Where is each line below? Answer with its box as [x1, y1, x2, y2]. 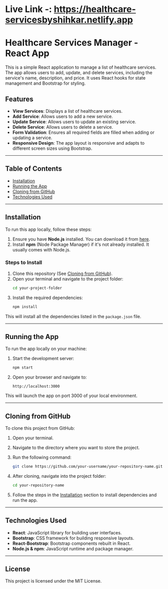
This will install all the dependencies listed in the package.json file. [5, 313, 141, 319]
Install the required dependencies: [12, 294, 83, 301]
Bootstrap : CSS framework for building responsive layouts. [12, 535, 134, 541]
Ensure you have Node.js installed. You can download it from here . [12, 236, 150, 242]
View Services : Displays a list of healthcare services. [12, 108, 123, 114]
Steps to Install [5, 259, 42, 266]
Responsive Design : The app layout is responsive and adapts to [12, 140, 145, 146]
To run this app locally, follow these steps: [5, 226, 92, 232]
